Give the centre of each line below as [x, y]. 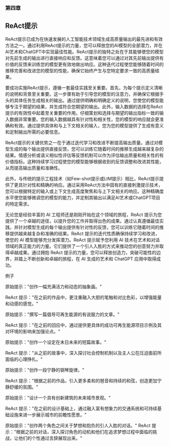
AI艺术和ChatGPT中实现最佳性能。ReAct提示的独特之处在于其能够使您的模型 [84, 52]
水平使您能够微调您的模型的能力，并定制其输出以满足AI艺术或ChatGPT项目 [83, 197]
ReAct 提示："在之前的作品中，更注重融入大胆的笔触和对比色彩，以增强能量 [83, 297]
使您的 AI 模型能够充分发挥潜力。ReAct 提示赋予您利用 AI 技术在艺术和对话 [82, 240]
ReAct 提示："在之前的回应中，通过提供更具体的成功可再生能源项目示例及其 [83, 325]
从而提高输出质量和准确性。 [34, 168]
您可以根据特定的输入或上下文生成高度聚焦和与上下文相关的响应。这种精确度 [84, 191]
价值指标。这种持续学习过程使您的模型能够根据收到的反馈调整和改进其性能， [84, 161]
